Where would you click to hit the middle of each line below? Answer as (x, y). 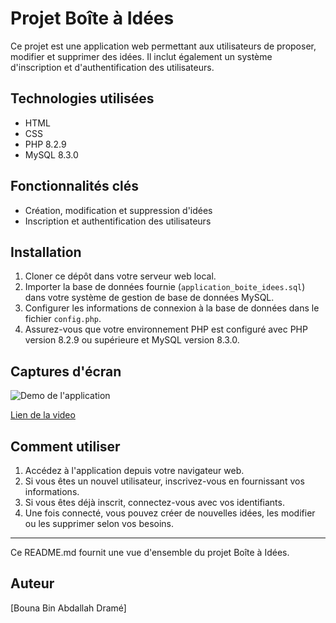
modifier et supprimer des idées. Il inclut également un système (141, 56)
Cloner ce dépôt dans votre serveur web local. (120, 276)
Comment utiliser (65, 446)
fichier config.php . (63, 319)
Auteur (32, 583)
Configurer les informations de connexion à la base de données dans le (172, 308)
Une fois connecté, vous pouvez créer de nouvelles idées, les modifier (170, 513)
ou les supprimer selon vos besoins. (99, 523)
